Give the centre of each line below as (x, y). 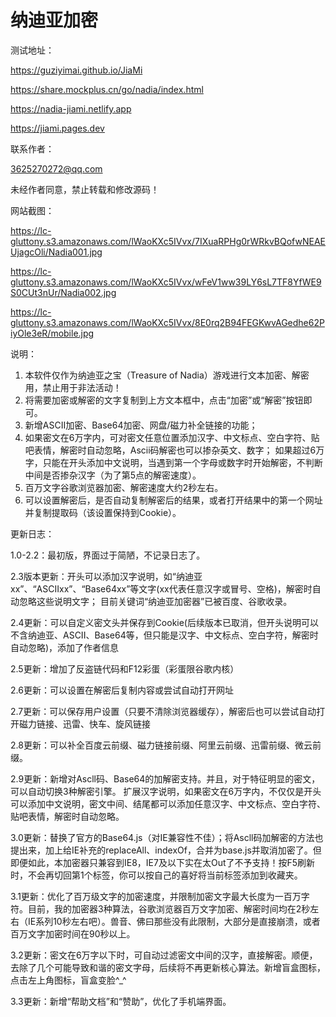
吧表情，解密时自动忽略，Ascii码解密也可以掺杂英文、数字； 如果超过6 (170, 450)
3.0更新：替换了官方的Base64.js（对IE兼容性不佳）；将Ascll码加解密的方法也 (167, 837)
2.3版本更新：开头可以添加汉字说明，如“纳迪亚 (106, 576)
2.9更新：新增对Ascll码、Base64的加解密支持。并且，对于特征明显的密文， (165, 778)
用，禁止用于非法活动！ (73, 387)
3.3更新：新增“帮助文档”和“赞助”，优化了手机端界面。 (121, 1001)
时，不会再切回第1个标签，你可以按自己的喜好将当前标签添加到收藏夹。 (156, 875)
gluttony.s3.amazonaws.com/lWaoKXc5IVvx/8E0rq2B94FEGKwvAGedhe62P (167, 322)
